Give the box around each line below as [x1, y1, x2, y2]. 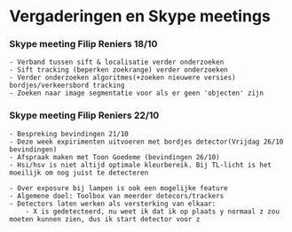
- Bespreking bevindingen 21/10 [9, 129, 129, 138]
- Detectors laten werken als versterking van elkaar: [9, 199, 217, 208]
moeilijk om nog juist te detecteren [9, 168, 149, 177]
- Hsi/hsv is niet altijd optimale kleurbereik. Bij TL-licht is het [9, 160, 272, 169]
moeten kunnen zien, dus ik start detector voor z [9, 214, 201, 223]
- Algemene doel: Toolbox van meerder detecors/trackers [9, 191, 225, 200]
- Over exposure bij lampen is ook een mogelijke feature [9, 183, 228, 192]
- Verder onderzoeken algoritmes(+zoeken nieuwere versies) [9, 73, 237, 82]
